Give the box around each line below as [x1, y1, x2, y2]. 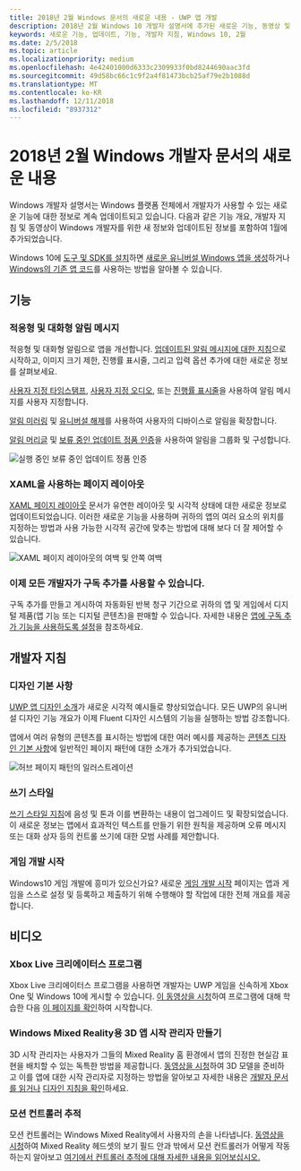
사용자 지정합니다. [25, 396, 89, 407]
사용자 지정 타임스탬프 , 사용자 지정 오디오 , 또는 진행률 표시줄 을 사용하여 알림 [9, 384, 275, 395]
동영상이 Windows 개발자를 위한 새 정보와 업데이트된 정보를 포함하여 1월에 [28, 222, 288, 233]
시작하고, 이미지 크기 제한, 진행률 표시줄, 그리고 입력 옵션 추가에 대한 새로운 [9, 355, 271, 366]
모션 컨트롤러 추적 [9, 1107, 82, 1120]
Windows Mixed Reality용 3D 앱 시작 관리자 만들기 [9, 1027, 222, 1039]
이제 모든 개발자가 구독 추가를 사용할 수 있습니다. [9, 577, 205, 590]
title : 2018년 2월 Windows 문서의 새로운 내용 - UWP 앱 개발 [9, 13, 218, 22]
